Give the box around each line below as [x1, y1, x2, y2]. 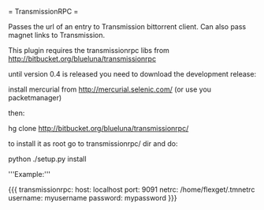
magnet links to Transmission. [8, 31, 106, 39]
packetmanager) [8, 93, 62, 102]
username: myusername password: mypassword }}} [8, 193, 177, 202]
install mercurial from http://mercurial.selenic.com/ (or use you [8, 84, 211, 94]
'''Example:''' [8, 170, 51, 178]
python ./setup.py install [8, 154, 87, 163]
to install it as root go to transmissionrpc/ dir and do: [8, 139, 178, 148]
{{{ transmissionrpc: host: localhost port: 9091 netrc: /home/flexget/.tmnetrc [8, 185, 255, 194]
